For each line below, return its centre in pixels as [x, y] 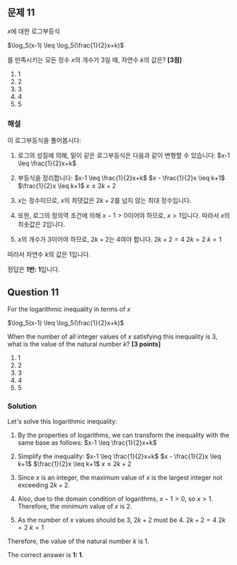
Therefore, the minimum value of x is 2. [75, 506]
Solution [22, 406]
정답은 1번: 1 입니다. [34, 269]
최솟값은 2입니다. [41, 224]
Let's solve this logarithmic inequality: [63, 421]
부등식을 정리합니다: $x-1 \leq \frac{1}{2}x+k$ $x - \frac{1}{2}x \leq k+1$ [121, 178]
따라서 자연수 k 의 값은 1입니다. [49, 255]
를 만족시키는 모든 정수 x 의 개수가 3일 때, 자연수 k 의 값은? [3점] [95, 59]
